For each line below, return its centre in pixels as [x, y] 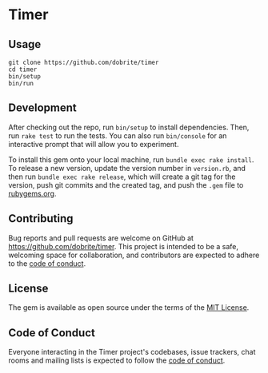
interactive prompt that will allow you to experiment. [94, 144]
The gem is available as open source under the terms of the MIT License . [129, 308]
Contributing [41, 218]
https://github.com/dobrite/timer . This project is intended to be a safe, [123, 246]
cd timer [23, 69]
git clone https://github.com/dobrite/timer [84, 62]
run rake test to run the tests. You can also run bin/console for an [118, 135]
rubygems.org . [32, 193]
